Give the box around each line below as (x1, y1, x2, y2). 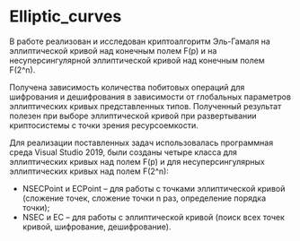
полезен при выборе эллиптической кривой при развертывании (9, 110, 258, 121)
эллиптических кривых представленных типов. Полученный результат (9, 100, 282, 111)
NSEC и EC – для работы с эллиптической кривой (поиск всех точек (22, 211, 286, 222)
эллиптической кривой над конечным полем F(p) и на (9, 45, 217, 56)
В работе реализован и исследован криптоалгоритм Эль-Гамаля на (9, 36, 271, 47)
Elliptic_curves (9, 6, 122, 27)
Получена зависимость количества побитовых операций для (9, 82, 245, 92)
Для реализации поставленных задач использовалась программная (9, 137, 274, 148)
